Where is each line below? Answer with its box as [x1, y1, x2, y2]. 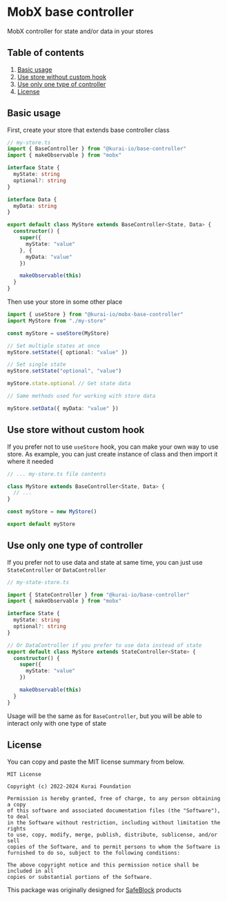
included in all [7, 867, 54, 874]
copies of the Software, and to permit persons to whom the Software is [7, 843, 221, 850]
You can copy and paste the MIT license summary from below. [7, 757, 185, 766]
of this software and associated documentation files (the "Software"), [7, 807, 221, 814]
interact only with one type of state [7, 719, 107, 727]
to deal [7, 813, 30, 820]
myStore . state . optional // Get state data [7, 380, 131, 387]
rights [7, 825, 26, 832]
